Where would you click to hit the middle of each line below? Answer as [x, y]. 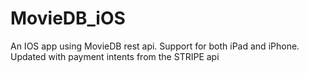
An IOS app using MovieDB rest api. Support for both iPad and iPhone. [155, 46]
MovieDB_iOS [68, 18]
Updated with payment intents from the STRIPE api [115, 56]
